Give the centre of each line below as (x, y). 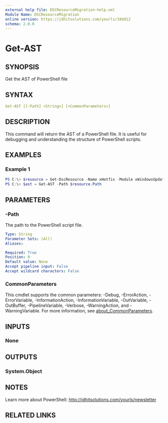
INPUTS (17, 327)
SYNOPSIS (22, 67)
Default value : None (27, 262)
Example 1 (18, 169)
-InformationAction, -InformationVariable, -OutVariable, (91, 300)
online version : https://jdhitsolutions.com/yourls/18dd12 (68, 19)
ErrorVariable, (19, 300)
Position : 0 (17, 257)
